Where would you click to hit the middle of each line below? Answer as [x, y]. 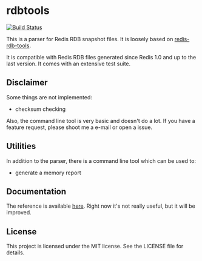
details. [15, 253]
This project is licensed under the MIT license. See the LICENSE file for [95, 246]
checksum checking [40, 109]
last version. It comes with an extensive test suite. [69, 64]
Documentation [36, 191]
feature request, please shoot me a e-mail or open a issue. [79, 127]
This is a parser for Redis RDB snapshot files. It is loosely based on [90, 39]
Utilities [21, 146]
